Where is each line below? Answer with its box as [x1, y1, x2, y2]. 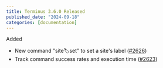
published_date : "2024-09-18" [6, 14, 80, 20]
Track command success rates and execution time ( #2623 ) [14, 56, 158, 63]
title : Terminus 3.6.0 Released [6, 8, 85, 15]
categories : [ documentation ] [6, 19, 77, 25]
